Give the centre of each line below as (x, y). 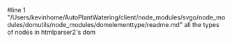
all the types (202, 25)
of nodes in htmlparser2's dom (52, 32)
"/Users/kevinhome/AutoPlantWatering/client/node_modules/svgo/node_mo (116, 17)
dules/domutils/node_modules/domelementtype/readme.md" (95, 25)
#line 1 (16, 10)
